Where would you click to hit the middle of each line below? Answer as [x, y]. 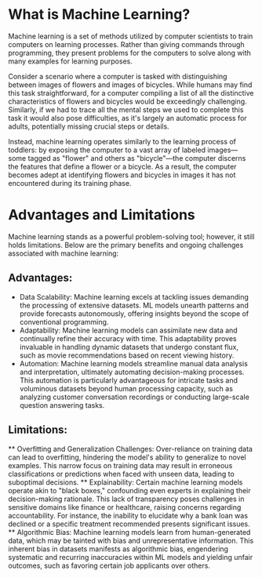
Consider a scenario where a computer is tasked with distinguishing [118, 76]
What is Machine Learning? [99, 15]
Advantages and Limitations [102, 215]
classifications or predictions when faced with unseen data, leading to [122, 474]
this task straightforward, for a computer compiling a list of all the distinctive [131, 93]
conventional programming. [64, 322]
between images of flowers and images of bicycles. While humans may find [130, 85]
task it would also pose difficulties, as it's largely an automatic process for [127, 118]
